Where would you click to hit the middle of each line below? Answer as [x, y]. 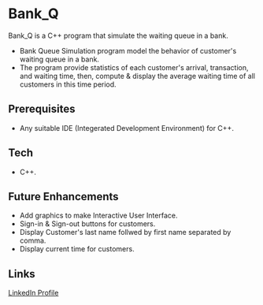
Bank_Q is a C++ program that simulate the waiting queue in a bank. [118, 35]
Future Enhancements [64, 197]
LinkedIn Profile [33, 293]
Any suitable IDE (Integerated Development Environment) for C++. [127, 128]
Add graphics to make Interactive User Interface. [98, 216]
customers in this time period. [68, 84]
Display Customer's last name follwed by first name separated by [125, 232]
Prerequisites [42, 109]
